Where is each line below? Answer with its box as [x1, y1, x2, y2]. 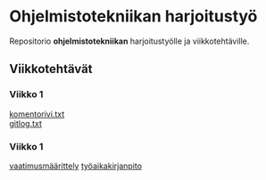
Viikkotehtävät [9, 61, 93, 77]
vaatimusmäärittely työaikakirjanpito [9, 160, 143, 171]
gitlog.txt [9, 118, 43, 128]
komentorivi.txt [9, 109, 65, 119]
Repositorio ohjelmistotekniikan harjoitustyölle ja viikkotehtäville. [9, 36, 250, 46]
